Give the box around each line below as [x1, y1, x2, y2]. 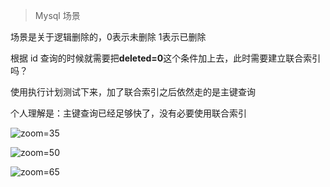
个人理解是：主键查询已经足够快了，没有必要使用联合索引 [10, 107, 247, 119]
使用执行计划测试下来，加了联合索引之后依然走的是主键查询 [10, 86, 256, 98]
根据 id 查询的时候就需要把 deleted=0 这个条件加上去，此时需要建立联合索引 [10, 52, 322, 64]
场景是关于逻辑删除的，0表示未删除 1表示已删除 [10, 31, 207, 43]
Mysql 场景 [34, 10, 81, 21]
